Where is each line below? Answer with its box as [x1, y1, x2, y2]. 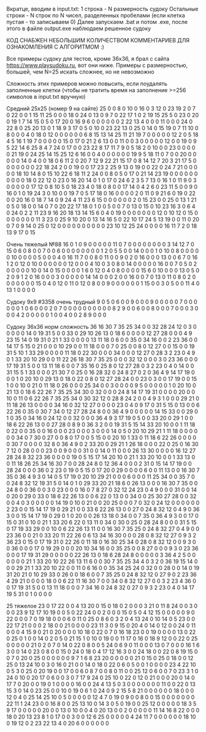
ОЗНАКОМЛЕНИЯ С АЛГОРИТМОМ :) [6, 43, 104, 50]
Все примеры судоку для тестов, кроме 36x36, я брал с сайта [6, 55, 170, 62]
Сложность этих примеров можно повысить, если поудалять [6, 80, 167, 87]
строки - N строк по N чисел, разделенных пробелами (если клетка [6, 12, 185, 19]
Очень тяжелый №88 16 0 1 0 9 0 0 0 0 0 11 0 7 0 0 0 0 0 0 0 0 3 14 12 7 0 [6, 241, 194, 248]
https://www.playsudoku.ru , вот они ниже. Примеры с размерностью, [6, 61, 188, 69]
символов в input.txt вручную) [6, 93, 86, 100]
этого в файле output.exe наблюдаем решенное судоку [6, 25, 151, 32]
